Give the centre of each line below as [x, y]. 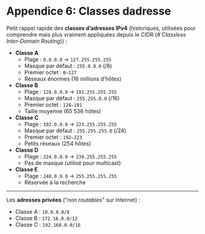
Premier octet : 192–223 [53, 137]
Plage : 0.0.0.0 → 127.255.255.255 [68, 59]
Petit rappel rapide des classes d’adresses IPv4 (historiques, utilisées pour [101, 28]
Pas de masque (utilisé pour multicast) [73, 163]
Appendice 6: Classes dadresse [89, 11]
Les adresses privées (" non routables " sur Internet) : [73, 200]
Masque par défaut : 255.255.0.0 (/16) [72, 98]
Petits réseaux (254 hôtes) [58, 143]
